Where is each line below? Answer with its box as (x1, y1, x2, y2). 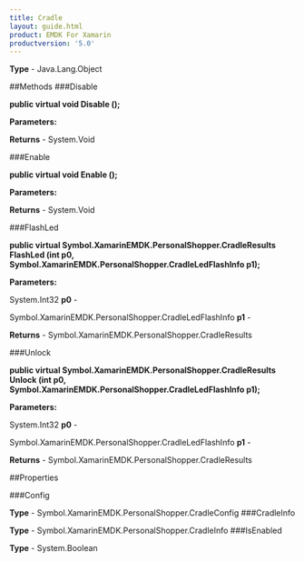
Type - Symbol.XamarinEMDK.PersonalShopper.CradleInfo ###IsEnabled (9, 525, 283, 537)
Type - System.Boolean (9, 543, 98, 554)
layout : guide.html (9, 22, 83, 31)
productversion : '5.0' (9, 38, 95, 48)
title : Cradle (9, 13, 64, 23)
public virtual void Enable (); (9, 169, 118, 180)
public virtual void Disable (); (9, 99, 121, 110)
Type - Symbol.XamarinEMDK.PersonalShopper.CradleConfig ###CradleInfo (9, 507, 296, 518)
